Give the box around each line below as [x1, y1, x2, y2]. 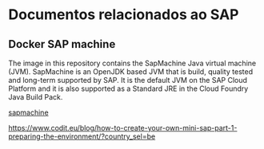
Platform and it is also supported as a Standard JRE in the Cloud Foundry [8, 84, 249, 93]
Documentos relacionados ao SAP [8, 6, 239, 24]
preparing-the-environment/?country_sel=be [8, 131, 156, 141]
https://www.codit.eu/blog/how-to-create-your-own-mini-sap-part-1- [8, 124, 238, 132]
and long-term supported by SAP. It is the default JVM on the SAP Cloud [8, 76, 248, 84]
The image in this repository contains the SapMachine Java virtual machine [8, 58, 257, 68]
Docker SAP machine [8, 37, 116, 51]
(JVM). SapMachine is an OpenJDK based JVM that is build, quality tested [8, 67, 254, 76]
